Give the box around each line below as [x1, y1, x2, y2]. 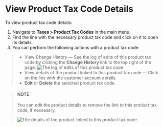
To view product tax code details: [5, 20, 72, 25]
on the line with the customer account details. [24, 75, 116, 81]
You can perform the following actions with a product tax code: [12, 44, 140, 50]
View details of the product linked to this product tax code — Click [24, 69, 158, 75]
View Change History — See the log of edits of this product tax [24, 54, 152, 60]
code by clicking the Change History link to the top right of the [24, 59, 152, 65]
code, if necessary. [17, 107, 56, 113]
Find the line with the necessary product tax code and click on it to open [12, 34, 158, 40]
